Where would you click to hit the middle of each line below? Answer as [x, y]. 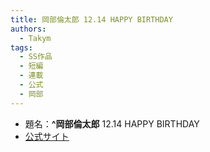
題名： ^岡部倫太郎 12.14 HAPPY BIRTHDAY [112, 123]
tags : [21, 47]
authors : [28, 29]
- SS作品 [36, 57]
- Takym [35, 38]
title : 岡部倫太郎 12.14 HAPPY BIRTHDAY [91, 19]
